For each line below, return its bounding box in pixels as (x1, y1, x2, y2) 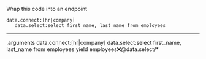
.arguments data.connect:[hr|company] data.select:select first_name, (6, 39, 182, 46)
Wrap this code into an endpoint (6, 6, 88, 12)
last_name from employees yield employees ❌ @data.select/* (6, 45, 159, 53)
